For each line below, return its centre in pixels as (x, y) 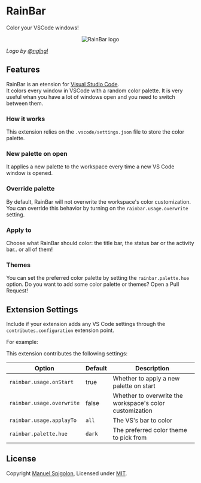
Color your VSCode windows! (42, 28)
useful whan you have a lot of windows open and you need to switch (91, 96)
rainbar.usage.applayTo (43, 420)
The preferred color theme (150, 430)
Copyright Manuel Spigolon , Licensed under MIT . (67, 473)
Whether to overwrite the (148, 396)
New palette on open (37, 153)
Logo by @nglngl (27, 51)
